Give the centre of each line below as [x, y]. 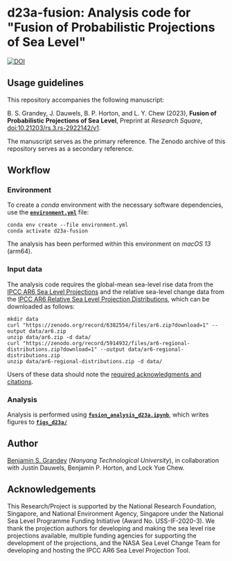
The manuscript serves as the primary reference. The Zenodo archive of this [116, 141]
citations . [20, 381]
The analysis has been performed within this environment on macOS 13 [109, 244]
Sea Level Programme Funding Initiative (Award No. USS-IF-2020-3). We [111, 521]
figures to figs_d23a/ [37, 422]
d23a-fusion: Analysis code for [99, 13]
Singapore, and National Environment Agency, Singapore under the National [115, 513]
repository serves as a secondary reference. [70, 148]
